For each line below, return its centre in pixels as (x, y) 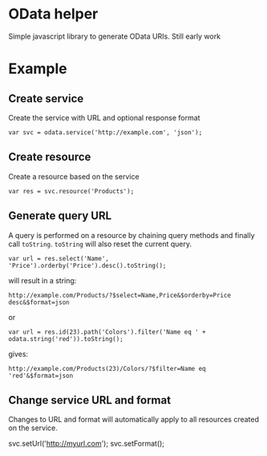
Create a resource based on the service (74, 176)
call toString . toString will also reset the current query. (100, 244)
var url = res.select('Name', (59, 258)
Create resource (50, 157)
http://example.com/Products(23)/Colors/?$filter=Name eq (107, 368)
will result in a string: (42, 280)
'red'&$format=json (41, 376)
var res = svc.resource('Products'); (71, 191)
